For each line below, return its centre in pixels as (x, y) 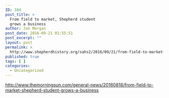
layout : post (19, 43)
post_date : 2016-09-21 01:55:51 (39, 33)
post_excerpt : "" (23, 38)
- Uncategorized (27, 71)
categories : (18, 66)
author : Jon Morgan (26, 29)
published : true (22, 57)
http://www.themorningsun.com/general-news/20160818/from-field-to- (79, 85)
